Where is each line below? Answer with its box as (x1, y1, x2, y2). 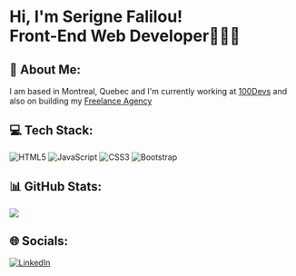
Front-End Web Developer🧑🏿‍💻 (9, 25, 241, 46)
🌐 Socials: (9, 233, 69, 249)
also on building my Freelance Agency (9, 95, 153, 106)
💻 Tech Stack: (9, 123, 94, 138)
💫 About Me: (9, 62, 82, 77)
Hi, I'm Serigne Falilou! (9, 6, 183, 27)
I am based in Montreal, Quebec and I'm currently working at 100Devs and (9, 86, 288, 96)
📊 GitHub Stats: (9, 179, 103, 194)
